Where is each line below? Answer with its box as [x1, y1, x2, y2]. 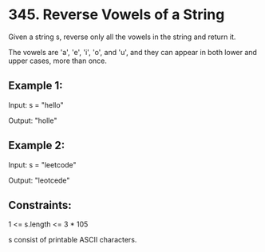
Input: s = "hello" [8, 100, 64, 109]
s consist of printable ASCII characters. [8, 235, 137, 245]
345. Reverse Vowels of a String [8, 6, 225, 24]
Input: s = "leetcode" [8, 159, 77, 169]
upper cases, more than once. [8, 56, 108, 65]
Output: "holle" [8, 116, 57, 125]
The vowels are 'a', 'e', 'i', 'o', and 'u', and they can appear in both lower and [8, 47, 258, 57]
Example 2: [8, 139, 65, 152]
